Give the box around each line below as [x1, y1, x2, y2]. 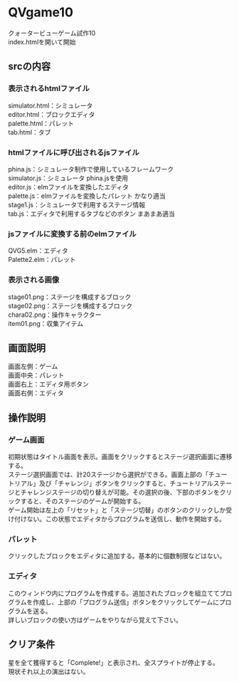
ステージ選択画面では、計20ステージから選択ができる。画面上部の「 [8, 471, 209, 479]
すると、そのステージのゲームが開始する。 [20, 497, 145, 505]
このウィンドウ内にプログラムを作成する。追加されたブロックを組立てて [8, 589, 220, 597]
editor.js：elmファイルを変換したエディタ [8, 182, 129, 191]
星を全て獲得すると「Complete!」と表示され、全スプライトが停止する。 [8, 659, 219, 667]
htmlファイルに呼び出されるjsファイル [8, 147, 139, 157]
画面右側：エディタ [8, 389, 65, 397]
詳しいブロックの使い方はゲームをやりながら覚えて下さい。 [8, 615, 182, 624]
